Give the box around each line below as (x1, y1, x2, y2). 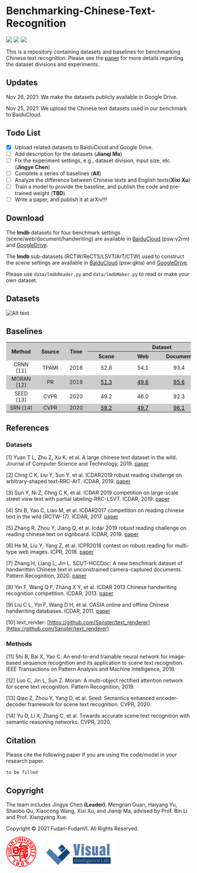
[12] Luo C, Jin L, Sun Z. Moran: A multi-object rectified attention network (6, 677, 184, 684)
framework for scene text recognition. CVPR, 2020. (28, 701, 151, 708)
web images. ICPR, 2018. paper (18, 548, 94, 556)
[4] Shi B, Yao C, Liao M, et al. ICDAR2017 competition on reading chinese (6, 507, 185, 514)
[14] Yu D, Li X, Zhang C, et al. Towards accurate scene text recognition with (6, 713, 191, 720)
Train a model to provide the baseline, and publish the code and (14, 183, 169, 190)
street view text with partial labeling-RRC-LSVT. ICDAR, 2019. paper (6, 496, 170, 503)
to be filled (6, 770, 38, 775)
